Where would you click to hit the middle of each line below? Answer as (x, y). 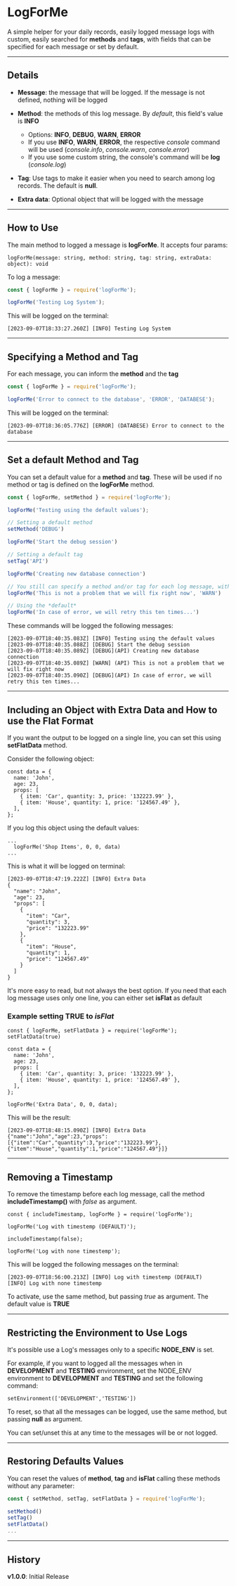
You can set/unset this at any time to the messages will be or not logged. (112, 1433)
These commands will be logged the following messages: (90, 626)
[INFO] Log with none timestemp (54, 1284)
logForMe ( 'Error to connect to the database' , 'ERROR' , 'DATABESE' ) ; (111, 399)
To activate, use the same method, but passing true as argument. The (108, 1297)
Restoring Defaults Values (66, 1461)
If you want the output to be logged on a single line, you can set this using (114, 738)
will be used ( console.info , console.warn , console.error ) (109, 149)
